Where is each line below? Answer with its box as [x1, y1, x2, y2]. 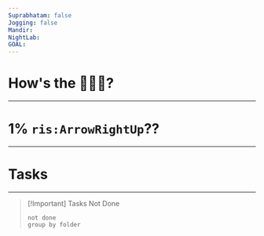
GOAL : [8, 41, 26, 49]
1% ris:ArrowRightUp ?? [8, 120, 159, 138]
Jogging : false [8, 19, 58, 27]
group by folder [27, 220, 81, 228]
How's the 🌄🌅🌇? [8, 74, 114, 93]
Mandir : [8, 26, 34, 34]
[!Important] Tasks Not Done [27, 198, 120, 208]
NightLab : [8, 33, 41, 42]
